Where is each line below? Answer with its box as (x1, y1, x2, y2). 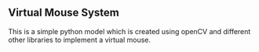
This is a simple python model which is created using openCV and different (8, 26, 251, 36)
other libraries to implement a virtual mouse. (8, 35, 151, 44)
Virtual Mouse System (8, 6, 120, 19)
